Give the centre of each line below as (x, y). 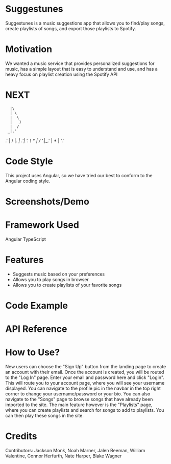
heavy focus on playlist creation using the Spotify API (62, 74)
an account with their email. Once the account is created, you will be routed (85, 372)
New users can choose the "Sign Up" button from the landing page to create (86, 367)
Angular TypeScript (26, 239)
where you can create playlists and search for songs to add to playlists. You (85, 410)
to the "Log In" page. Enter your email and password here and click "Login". (85, 377)
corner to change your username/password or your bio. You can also (78, 394)
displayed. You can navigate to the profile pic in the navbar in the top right (83, 388)
